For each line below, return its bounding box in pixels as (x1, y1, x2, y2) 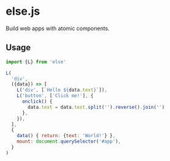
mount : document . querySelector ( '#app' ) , (17, 138, 121, 145)
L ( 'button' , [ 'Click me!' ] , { (17, 93, 94, 99)
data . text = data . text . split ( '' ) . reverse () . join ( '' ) (28, 104, 165, 110)
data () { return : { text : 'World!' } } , (17, 133, 116, 139)
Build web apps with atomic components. (6, 25, 110, 32)
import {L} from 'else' (6, 58, 67, 65)
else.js (6, 4, 40, 18)
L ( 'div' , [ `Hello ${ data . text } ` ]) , (17, 87, 108, 93)
